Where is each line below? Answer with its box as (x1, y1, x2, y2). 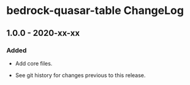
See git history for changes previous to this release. (15, 71, 146, 79)
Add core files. (15, 59, 53, 67)
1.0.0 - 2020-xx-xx (6, 28, 80, 38)
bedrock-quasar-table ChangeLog (6, 4, 184, 18)
